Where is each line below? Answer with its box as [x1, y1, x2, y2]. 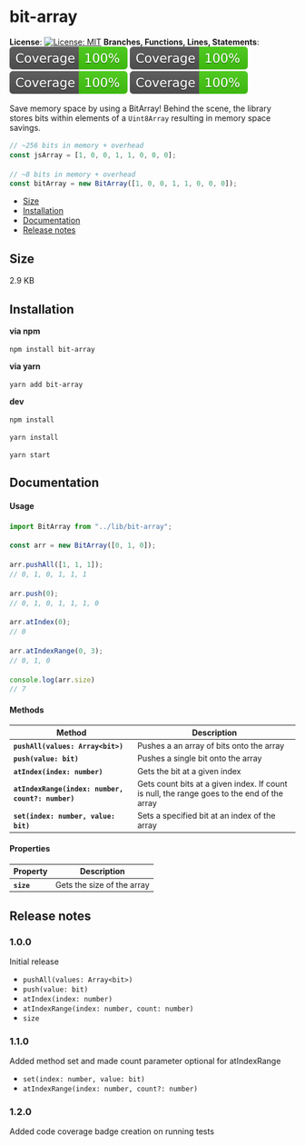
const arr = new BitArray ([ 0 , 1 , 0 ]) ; [9, 541, 156, 551]
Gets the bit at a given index [137, 765, 242, 776]
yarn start [9, 450, 51, 460]
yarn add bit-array [9, 380, 84, 389]
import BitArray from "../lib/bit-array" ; [9, 522, 172, 531]
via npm [9, 325, 41, 336]
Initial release [9, 956, 59, 967]
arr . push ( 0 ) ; [9, 589, 59, 598]
